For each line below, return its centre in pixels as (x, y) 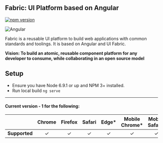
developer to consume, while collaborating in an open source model (75, 58)
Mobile (132, 119)
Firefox (69, 122)
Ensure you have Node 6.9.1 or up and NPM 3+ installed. (68, 85)
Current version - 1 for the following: (42, 106)
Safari (89, 122)
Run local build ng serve (36, 90)
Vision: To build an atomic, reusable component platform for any (71, 53)
